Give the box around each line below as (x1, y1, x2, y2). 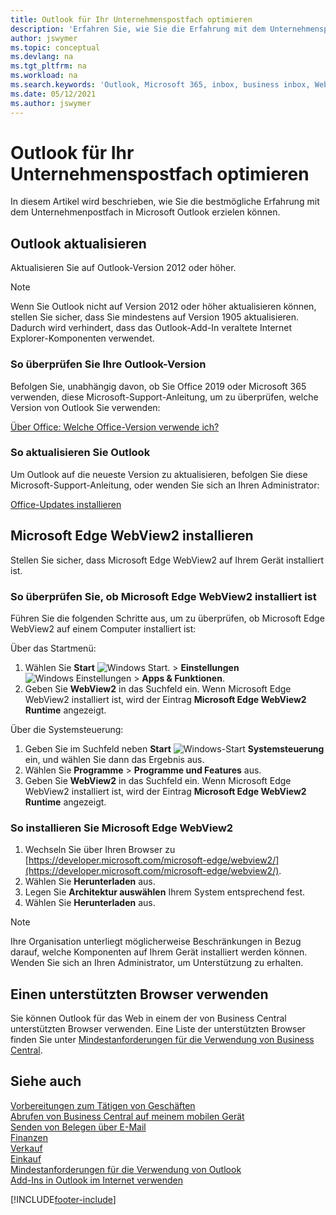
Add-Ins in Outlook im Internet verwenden (10, 1174, 184, 1186)
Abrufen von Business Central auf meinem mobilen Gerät (10, 1110, 245, 1122)
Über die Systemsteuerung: (10, 723, 124, 735)
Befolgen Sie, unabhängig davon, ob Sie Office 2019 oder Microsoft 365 (10, 380, 307, 392)
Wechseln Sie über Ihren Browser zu (24, 844, 176, 856)
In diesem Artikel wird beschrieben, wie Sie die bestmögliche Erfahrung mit (10, 196, 320, 208)
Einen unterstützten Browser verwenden (10, 986, 269, 1003)
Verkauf (10, 1142, 43, 1154)
